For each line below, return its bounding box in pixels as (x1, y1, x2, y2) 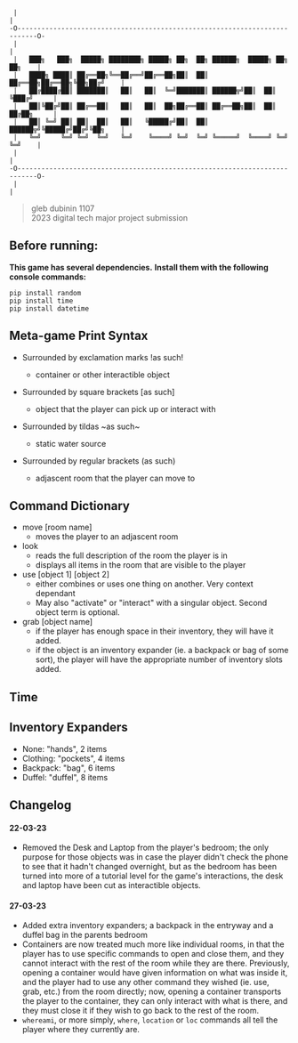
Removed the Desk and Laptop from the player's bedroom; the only (21, 842, 270, 853)
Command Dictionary (9, 498, 131, 513)
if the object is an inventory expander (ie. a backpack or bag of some (35, 645, 289, 656)
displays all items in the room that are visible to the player (35, 560, 246, 570)
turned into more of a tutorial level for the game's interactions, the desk (21, 870, 284, 881)
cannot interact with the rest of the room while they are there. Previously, (21, 958, 290, 969)
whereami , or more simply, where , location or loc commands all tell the (21, 1015, 278, 1025)
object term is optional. (35, 607, 120, 618)
